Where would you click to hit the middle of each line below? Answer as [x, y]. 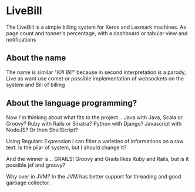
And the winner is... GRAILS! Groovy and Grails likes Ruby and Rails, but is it [97, 159]
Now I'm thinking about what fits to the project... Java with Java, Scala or [95, 117]
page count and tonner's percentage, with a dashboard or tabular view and [97, 33]
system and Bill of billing [36, 85]
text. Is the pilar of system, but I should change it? [66, 147]
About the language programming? [72, 103]
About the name [36, 58]
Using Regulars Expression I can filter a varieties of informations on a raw [95, 141]
